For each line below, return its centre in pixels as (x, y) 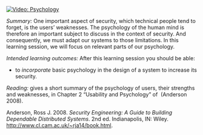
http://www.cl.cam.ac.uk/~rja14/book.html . (60, 125)
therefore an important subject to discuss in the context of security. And (96, 34)
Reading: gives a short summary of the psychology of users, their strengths (101, 88)
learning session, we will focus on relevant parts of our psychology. (91, 46)
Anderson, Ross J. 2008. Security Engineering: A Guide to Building (89, 112)
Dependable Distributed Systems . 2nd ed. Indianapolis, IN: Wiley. (87, 119)
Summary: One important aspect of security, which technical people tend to (101, 21)
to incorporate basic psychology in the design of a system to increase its (106, 70)
